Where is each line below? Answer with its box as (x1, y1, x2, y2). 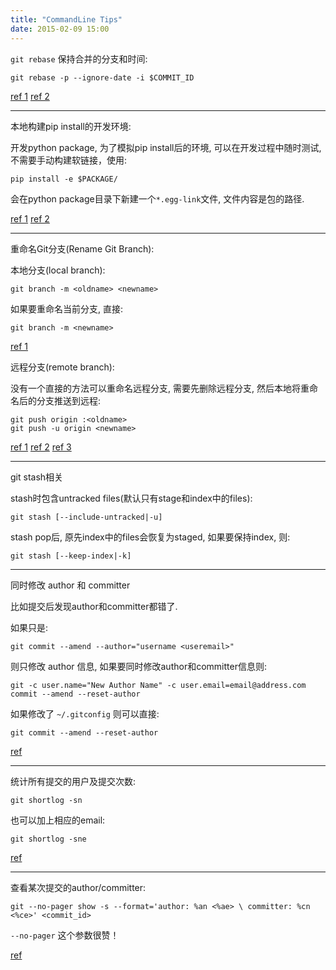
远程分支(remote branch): (10, 361, 115, 373)
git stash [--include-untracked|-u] (10, 512, 163, 522)
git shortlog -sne (10, 834, 87, 844)
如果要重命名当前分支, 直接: (10, 302, 124, 315)
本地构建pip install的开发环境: (10, 120, 132, 132)
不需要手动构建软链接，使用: (10, 154, 128, 166)
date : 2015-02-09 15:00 (10, 24, 110, 34)
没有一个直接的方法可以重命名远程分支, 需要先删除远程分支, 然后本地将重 (10, 382, 310, 394)
